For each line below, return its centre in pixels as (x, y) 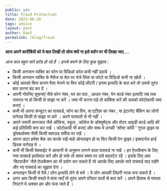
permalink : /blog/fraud (30, 38)
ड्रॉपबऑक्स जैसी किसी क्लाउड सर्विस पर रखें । (49, 133)
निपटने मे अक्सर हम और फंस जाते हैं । (43, 184)
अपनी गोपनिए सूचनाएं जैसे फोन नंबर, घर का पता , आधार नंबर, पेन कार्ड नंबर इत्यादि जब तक (84, 94)
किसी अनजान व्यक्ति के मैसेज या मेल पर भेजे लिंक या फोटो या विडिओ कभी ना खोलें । (79, 77)
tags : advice (19, 24)
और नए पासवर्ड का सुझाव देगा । (38, 167)
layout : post (19, 28)
